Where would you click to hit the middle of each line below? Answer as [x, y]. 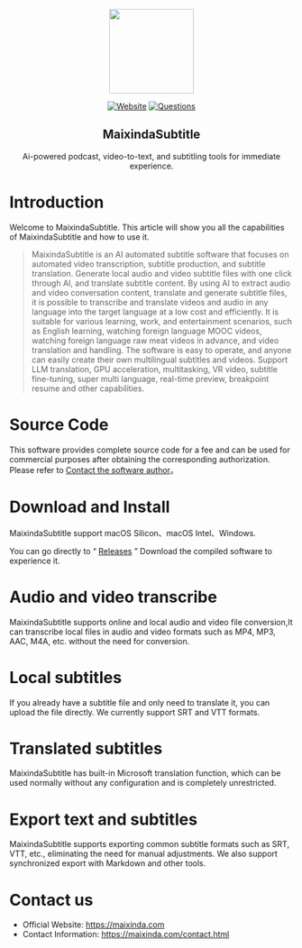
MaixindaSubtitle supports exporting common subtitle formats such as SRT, [150, 844]
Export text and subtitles [104, 819]
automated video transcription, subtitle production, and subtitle [148, 264]
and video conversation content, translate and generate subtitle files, [159, 292]
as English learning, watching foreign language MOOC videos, [146, 331]
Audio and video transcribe [114, 597]
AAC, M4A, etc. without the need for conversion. [100, 641]
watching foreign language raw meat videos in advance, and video [155, 340]
